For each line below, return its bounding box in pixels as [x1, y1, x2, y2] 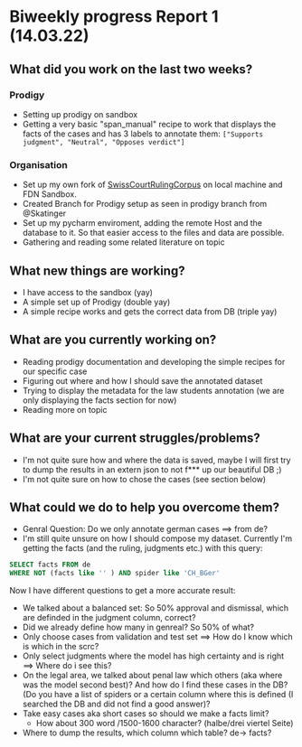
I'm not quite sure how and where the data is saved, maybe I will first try [22, 454, 291, 465]
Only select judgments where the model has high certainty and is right [22, 650, 285, 661]
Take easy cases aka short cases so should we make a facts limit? [22, 708, 269, 719]
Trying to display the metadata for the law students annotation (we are [22, 385, 285, 396]
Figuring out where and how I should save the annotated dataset [22, 375, 263, 386]
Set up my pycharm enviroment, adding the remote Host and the [22, 218, 262, 229]
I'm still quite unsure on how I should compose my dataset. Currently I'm [22, 533, 293, 544]
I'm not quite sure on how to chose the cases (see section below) [22, 473, 267, 484]
